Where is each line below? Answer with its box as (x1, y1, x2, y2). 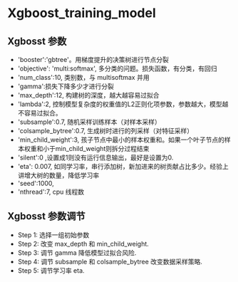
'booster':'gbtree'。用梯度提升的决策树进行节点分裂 (17, 56, 169, 63)
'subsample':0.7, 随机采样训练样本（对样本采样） (17, 117, 162, 126)
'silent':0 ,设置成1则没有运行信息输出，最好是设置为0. (17, 153, 174, 162)
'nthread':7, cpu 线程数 (17, 187, 85, 196)
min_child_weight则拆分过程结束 (55, 145, 150, 152)
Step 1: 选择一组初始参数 (17, 230, 90, 239)
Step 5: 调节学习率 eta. (17, 266, 85, 275)
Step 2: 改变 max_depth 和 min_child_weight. (17, 239, 150, 248)
